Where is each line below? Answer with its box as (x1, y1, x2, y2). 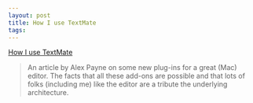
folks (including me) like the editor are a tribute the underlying (27, 79, 228, 89)
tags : (8, 26, 26, 34)
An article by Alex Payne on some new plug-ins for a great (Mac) (27, 63, 237, 72)
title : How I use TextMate (8, 19, 97, 27)
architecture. (27, 88, 69, 97)
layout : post (8, 11, 51, 20)
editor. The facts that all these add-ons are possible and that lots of (27, 72, 246, 81)
